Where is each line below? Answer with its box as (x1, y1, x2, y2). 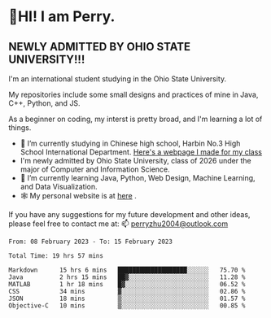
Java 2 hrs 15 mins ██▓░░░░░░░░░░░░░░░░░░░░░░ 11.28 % (8, 273, 246, 281)
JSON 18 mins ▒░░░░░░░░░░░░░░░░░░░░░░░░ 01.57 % (8, 294, 246, 303)
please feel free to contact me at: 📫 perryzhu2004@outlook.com (8, 219, 229, 229)
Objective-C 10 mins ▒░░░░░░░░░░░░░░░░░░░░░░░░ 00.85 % (8, 302, 246, 310)
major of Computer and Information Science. (20, 164, 171, 174)
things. (8, 123, 32, 133)
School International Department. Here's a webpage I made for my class (20, 147, 263, 157)
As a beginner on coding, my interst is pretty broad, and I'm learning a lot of (8, 114, 263, 124)
